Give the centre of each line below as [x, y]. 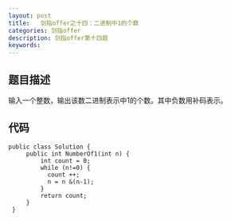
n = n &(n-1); [70, 182]
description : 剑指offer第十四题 [59, 38]
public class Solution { [49, 147]
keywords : [25, 45]
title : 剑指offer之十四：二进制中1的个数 [74, 23]
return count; [64, 195]
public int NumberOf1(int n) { [78, 154]
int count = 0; [65, 160]
